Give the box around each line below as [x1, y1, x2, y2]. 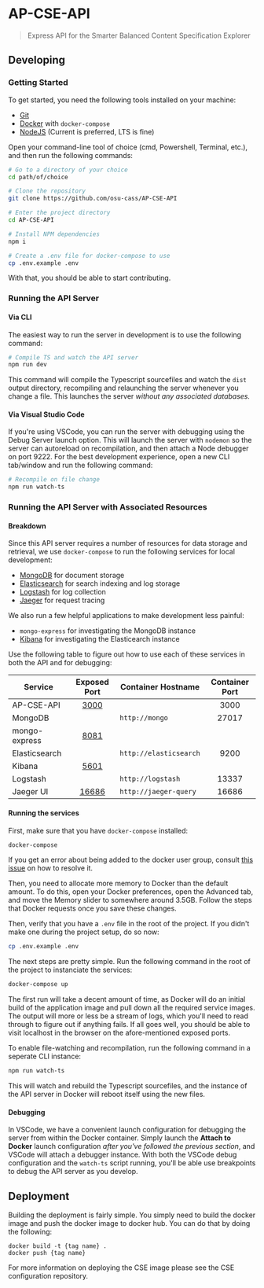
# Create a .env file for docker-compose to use [8, 252, 170, 259]
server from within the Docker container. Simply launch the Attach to [8, 1133, 232, 1143]
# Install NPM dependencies [8, 230, 101, 238]
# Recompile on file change [8, 476, 101, 484]
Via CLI [8, 312, 32, 322]
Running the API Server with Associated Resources [8, 502, 208, 513]
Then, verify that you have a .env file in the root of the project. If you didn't [8, 919, 250, 929]
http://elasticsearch [119, 749, 200, 758]
